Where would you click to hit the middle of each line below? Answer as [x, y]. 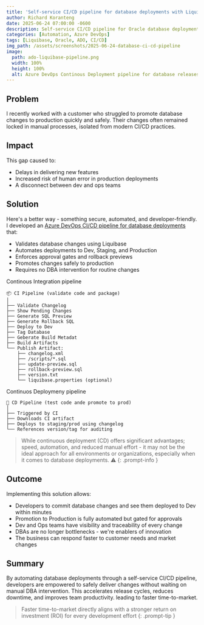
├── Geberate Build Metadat [42, 337]
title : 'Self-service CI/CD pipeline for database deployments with [95, 12]
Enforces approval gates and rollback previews [74, 256]
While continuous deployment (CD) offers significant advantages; [103, 440]
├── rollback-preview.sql [50, 369]
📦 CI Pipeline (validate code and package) [63, 293]
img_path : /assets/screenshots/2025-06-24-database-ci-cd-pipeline [93, 46]
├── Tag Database [28, 332]
